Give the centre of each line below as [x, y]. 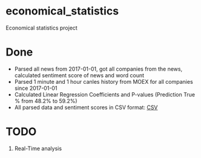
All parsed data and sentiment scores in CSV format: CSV [86, 107]
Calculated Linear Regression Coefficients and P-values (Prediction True [104, 94]
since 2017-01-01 [36, 88]
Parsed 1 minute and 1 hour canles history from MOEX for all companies [104, 81]
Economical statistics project [42, 28]
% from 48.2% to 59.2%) [46, 101]
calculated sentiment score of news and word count [79, 75]
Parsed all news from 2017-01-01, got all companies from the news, [98, 69]
